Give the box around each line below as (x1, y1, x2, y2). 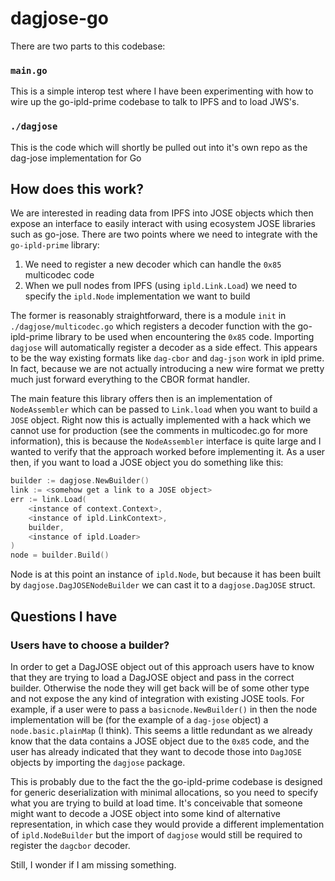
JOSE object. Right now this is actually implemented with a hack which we (10, 414, 312, 426)
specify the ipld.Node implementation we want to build (24, 290, 251, 302)
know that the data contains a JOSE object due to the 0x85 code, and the (10, 735, 310, 747)
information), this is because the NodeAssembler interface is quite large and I (10, 435, 322, 447)
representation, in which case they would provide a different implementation (10, 818, 325, 830)
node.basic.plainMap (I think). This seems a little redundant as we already (10, 724, 313, 736)
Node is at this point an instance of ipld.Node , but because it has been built (10, 568, 322, 581)
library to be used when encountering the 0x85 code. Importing (55, 331, 315, 343)
